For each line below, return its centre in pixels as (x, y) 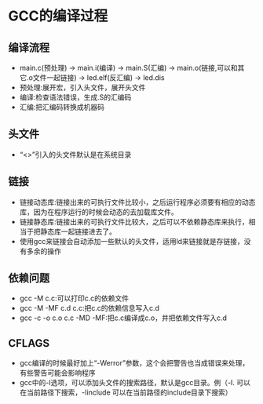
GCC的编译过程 (58, 16)
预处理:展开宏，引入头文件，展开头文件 (82, 87)
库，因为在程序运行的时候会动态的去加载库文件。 (99, 212)
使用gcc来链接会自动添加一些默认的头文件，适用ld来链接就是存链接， (132, 241)
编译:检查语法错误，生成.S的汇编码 (75, 97)
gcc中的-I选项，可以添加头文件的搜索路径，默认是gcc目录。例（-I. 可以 (135, 383)
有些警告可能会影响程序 (57, 373)
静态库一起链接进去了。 (78, 231)
